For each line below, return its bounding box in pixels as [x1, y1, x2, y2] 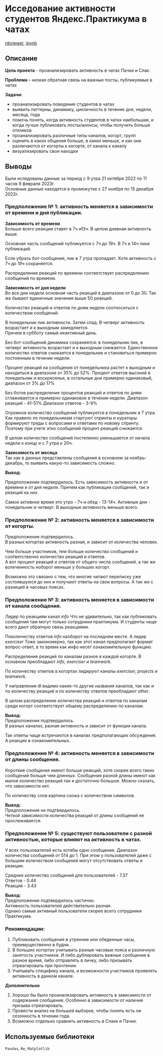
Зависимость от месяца [5, 449, 58, 455]
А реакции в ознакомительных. [5, 738, 71, 744]
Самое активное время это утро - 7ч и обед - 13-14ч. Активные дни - [5, 499, 151, 505]
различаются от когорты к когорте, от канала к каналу [12, 143, 127, 149]
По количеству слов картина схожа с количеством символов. [5, 792, 136, 798]
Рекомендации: [5, 925, 45, 932]
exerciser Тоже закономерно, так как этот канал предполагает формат [5, 639, 153, 645]
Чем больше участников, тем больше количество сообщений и [5, 549, 138, 555]
